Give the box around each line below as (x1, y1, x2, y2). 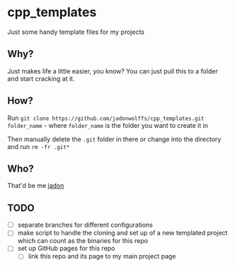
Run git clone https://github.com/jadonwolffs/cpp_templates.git (7, 114, 205, 122)
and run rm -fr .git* (7, 142, 70, 150)
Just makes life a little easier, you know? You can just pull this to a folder (7, 66, 218, 75)
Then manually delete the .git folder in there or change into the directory (7, 135, 222, 143)
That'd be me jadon (7, 182, 64, 190)
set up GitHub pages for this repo (17, 244, 115, 253)
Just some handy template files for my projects (7, 28, 145, 36)
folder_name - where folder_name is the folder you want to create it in (7, 121, 209, 129)
